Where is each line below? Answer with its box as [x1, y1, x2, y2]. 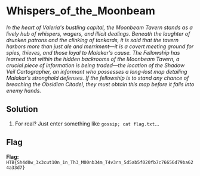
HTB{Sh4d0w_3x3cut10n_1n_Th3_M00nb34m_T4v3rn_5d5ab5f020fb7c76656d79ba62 [6, 159, 194, 165]
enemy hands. [6, 87, 42, 94]
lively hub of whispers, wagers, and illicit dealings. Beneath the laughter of [6, 30, 190, 37]
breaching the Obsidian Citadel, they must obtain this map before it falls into [6, 80, 195, 87]
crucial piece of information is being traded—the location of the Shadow [6, 61, 185, 69]
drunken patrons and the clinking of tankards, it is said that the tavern [6, 36, 179, 43]
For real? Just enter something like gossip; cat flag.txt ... [14, 120, 160, 127]
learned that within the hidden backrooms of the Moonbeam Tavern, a [6, 55, 180, 62]
